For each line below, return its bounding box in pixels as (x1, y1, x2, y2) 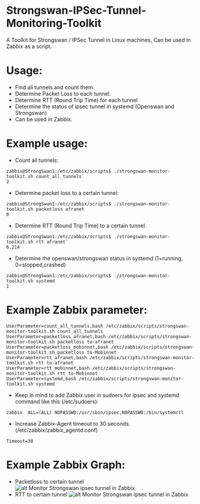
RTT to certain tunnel (14, 491, 68, 498)
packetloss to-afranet (57, 339, 114, 345)
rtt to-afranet (35, 360, 74, 366)
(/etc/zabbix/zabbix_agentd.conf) (14, 426, 98, 434)
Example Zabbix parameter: (6, 303, 148, 316)
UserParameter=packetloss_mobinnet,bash (6, 344, 109, 350)
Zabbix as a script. (6, 43, 52, 50)
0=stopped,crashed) (14, 261, 66, 268)
